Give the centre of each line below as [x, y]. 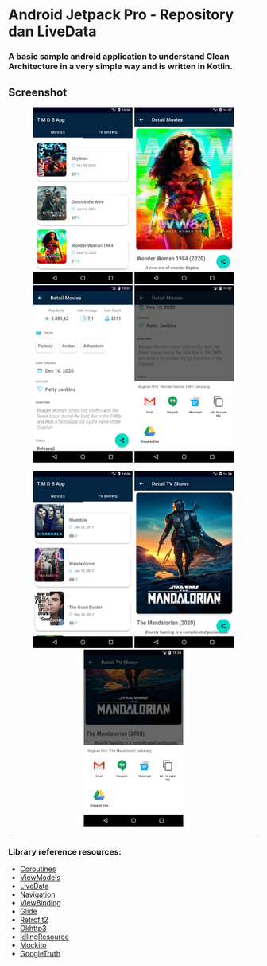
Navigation [37, 894]
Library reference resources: [65, 852]
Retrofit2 [34, 920]
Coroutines [38, 869]
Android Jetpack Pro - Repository [121, 15]
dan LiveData [52, 31]
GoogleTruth [40, 954]
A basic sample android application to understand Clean [119, 57]
